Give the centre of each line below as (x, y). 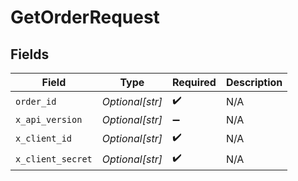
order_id (36, 101)
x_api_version (49, 119)
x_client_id (44, 138)
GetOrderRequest (85, 17)
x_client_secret (54, 159)
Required (194, 82)
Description (254, 82)
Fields (30, 54)
